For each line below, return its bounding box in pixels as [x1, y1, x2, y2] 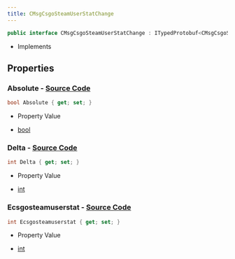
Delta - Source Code [7, 143, 78, 153]
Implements [17, 42, 52, 50]
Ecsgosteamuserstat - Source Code [7, 202, 131, 212]
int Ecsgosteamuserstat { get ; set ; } [7, 218, 120, 225]
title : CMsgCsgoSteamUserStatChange [7, 10, 114, 17]
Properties [7, 62, 55, 74]
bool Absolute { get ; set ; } [7, 99, 92, 106]
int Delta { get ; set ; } [7, 159, 80, 166]
